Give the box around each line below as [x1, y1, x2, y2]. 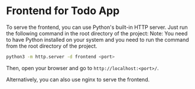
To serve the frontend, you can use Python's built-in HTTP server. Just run [6, 24, 188, 31]
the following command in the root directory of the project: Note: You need [6, 29, 188, 37]
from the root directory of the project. [6, 42, 97, 50]
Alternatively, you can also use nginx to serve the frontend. [6, 75, 149, 83]
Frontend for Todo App [6, 4, 120, 18]
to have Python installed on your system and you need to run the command [6, 36, 189, 43]
